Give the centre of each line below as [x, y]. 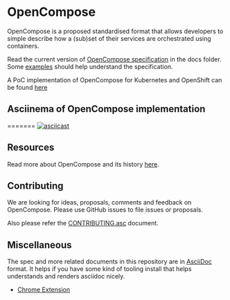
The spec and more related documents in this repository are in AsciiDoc [110, 262]
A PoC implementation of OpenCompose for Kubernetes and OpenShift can [115, 79]
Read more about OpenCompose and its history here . [83, 164]
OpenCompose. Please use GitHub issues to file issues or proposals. [105, 210]
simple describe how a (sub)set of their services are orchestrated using [109, 38]
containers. [23, 46]
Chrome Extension [44, 290]
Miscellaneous [39, 245]
